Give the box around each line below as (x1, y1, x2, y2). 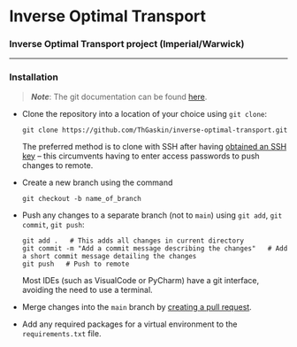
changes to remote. (21, 159, 94, 170)
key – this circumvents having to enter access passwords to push (21, 150, 260, 161)
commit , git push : (21, 219, 86, 229)
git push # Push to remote (21, 259, 130, 268)
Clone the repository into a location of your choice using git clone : (21, 108, 268, 119)
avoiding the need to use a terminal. (21, 284, 153, 295)
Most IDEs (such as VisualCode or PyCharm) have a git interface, (21, 274, 260, 285)
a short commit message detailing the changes (21, 251, 197, 260)
